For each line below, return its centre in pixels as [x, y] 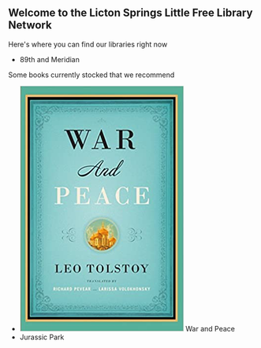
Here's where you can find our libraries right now [88, 44]
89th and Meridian [50, 59]
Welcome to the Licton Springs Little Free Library [130, 13]
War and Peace [210, 328]
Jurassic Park [42, 337]
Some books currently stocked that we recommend [91, 75]
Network [30, 26]
